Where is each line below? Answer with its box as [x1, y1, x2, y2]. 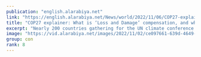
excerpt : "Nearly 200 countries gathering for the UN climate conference [6, 25, 194, 31]
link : [6, 14, 20, 20]
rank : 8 [6, 42, 26, 48]
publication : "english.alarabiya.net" [6, 8, 103, 15]
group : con [6, 36, 33, 42]
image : [6, 31, 23, 37]
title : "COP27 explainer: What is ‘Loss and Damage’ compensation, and [6, 20, 188, 26]
